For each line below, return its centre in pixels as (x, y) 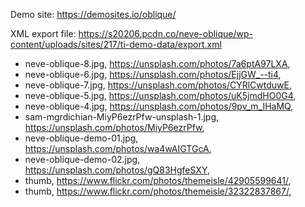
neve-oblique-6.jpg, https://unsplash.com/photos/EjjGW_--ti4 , (153, 74)
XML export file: (43, 33)
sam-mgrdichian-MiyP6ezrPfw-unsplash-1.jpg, (122, 117)
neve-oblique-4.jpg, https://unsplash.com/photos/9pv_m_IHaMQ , (159, 106)
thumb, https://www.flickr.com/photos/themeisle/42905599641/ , (158, 180)
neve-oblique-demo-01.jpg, (81, 138)
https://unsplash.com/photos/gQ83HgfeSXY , (117, 170)
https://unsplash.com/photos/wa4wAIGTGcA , (118, 148)
